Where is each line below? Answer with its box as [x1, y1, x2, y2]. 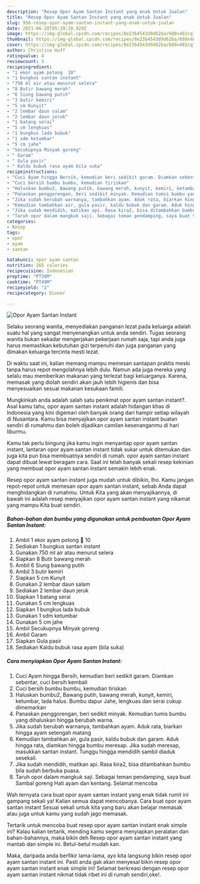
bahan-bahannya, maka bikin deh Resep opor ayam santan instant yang [7, 834, 183, 841]
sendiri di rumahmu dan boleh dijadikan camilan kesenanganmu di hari [7, 422, 179, 429]
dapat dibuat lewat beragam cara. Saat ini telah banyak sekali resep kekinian [7, 459, 194, 466]
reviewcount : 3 [7, 58, 45, 64]
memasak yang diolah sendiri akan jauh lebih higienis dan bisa [7, 378, 159, 386]
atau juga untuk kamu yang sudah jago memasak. [7, 810, 128, 817]
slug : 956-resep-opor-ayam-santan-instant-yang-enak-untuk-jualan [7, 20, 174, 26]
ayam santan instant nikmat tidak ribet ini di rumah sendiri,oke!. [7, 871, 161, 878]
